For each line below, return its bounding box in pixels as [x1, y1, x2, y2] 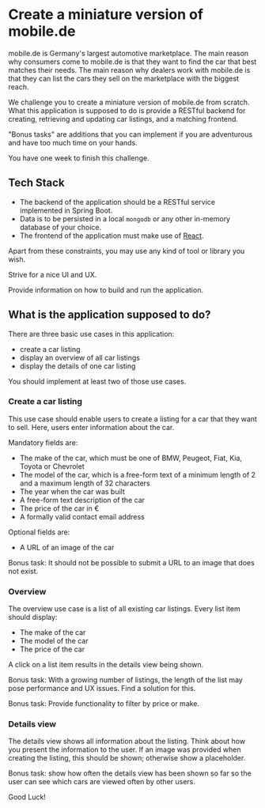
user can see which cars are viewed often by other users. [8, 777, 196, 787]
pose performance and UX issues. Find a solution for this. [8, 684, 196, 693]
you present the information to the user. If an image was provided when [8, 745, 241, 754]
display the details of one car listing [19, 361, 136, 371]
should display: [8, 613, 58, 622]
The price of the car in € [19, 504, 100, 513]
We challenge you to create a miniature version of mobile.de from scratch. [8, 97, 250, 107]
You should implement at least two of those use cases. [8, 376, 187, 386]
